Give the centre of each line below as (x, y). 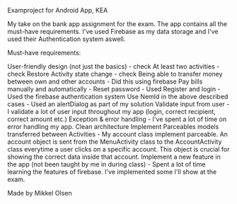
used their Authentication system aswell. (67, 39)
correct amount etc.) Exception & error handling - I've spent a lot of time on (117, 119)
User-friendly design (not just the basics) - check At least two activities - (114, 66)
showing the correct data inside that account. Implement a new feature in (114, 157)
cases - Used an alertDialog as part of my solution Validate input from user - (118, 104)
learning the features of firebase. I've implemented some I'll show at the (112, 172)
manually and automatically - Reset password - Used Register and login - (114, 89)
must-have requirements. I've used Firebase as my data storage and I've (113, 32)
